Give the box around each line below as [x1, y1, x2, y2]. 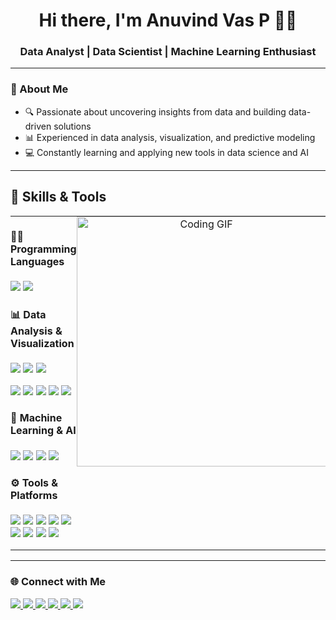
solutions [53, 120, 92, 132]
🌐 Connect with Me [10, 575, 107, 589]
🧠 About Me [10, 82, 69, 96]
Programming [10, 242, 77, 256]
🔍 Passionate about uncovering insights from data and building [24, 105, 287, 118]
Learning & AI [10, 424, 77, 438]
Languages [10, 254, 65, 268]
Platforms [10, 488, 58, 502]
